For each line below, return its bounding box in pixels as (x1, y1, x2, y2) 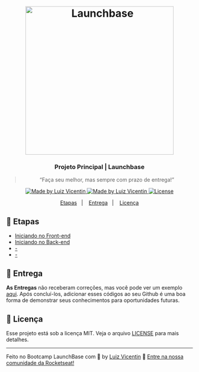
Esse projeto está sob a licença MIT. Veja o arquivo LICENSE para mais (6, 329, 179, 336)
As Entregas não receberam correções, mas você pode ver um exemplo (6, 284, 182, 291)
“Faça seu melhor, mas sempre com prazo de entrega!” (39, 176, 175, 183)
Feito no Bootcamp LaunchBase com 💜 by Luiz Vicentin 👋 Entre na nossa (6, 353, 184, 360)
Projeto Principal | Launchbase (54, 163, 145, 171)
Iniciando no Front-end (14, 232, 71, 240)
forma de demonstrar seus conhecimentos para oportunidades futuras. (6, 297, 180, 304)
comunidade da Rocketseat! (6, 359, 75, 366)
